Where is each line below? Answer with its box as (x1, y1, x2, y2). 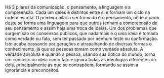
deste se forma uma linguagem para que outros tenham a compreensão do (5, 20, 158, 26)
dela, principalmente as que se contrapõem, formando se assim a (5, 62, 139, 68)
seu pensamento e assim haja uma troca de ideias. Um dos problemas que (5, 25, 157, 31)
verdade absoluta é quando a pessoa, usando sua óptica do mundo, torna (5, 51, 156, 57)
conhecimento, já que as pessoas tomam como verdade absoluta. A (5, 46, 143, 52)
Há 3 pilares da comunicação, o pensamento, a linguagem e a (5, 4, 131, 10)
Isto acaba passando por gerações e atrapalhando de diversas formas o (5, 41, 152, 46)
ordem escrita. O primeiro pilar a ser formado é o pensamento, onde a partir (5, 15, 160, 20)
